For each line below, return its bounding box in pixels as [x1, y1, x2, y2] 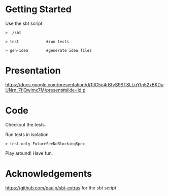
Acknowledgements [5, 168, 92, 179]
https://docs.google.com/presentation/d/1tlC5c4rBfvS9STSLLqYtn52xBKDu [5, 81, 164, 87]
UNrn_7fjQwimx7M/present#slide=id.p [5, 87, 86, 93]
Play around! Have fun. [5, 150, 53, 156]
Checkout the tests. [5, 121, 47, 127]
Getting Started [5, 4, 72, 15]
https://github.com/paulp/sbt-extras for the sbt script [5, 184, 117, 191]
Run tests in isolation [5, 131, 49, 138]
